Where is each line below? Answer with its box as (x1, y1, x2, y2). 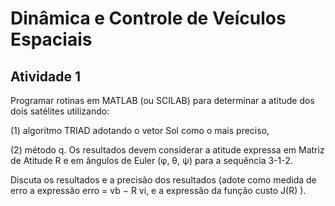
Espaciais (10, 28, 93, 51)
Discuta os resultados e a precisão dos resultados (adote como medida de (10, 174, 317, 186)
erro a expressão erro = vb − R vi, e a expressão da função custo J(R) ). (10, 185, 307, 196)
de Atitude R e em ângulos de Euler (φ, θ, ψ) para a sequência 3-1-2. (10, 155, 293, 166)
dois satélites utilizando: (10, 105, 110, 117)
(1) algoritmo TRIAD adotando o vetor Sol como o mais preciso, (10, 125, 270, 136)
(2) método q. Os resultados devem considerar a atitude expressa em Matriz (10, 144, 325, 156)
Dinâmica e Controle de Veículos (10, 7, 287, 30)
